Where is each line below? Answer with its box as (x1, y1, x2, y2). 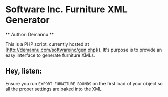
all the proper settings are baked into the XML (5, 86, 102, 92)
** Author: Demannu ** (5, 31, 54, 37)
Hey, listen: (5, 67, 43, 76)
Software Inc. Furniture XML (5, 4, 128, 15)
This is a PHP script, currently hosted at (5, 41, 89, 47)
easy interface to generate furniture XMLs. (5, 52, 95, 58)
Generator (5, 14, 50, 26)
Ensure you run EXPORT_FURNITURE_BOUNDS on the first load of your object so (5, 80, 163, 86)
